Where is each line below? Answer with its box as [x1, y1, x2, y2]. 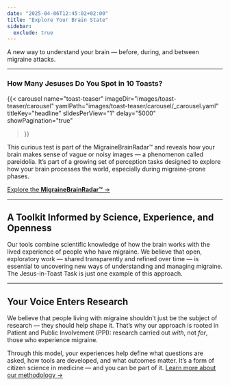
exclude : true [13, 29, 53, 36]
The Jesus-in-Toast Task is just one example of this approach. [7, 269, 183, 278]
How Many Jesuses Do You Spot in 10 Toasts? [7, 79, 163, 88]
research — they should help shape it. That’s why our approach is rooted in [7, 322, 219, 330]
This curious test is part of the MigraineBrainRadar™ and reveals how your [7, 143, 216, 151]
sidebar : [7, 23, 32, 29]
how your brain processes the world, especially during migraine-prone [7, 165, 206, 173]
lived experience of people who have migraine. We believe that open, [7, 248, 203, 256]
